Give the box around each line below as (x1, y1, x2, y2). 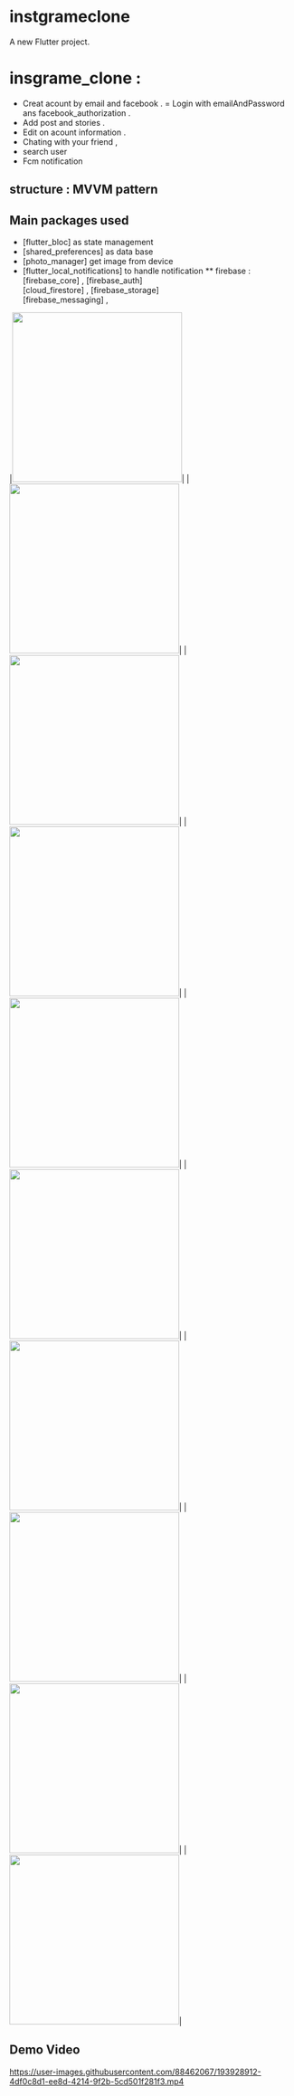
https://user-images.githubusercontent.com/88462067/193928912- (9, 2066, 261, 2077)
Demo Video (9, 2043, 81, 2058)
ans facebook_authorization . (22, 107, 131, 119)
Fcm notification (22, 156, 83, 167)
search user (22, 146, 68, 157)
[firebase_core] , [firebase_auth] (22, 275, 143, 286)
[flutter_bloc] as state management (22, 237, 154, 248)
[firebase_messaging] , (22, 294, 109, 305)
